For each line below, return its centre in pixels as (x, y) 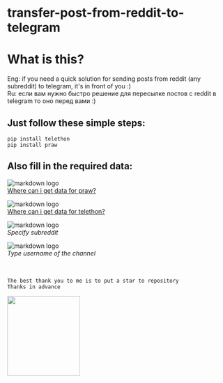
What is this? (46, 60)
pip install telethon (39, 139)
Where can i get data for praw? (52, 190)
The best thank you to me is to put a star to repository (93, 281)
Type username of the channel (52, 253)
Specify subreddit (33, 232)
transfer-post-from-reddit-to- (96, 13)
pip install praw (32, 145)
